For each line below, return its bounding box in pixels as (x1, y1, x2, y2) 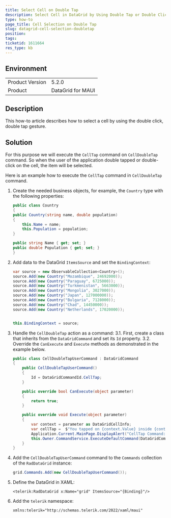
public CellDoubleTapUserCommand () (22, 366, 98, 371)
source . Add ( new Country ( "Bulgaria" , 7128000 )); (12, 298, 116, 303)
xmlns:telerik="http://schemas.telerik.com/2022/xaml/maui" (12, 508, 143, 513)
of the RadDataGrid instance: (12, 460, 72, 467)
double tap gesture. (5, 123, 47, 129)
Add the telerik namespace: (12, 498, 74, 504)
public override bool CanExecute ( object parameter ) (22, 388, 134, 394)
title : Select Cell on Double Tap (5, 7, 79, 13)
